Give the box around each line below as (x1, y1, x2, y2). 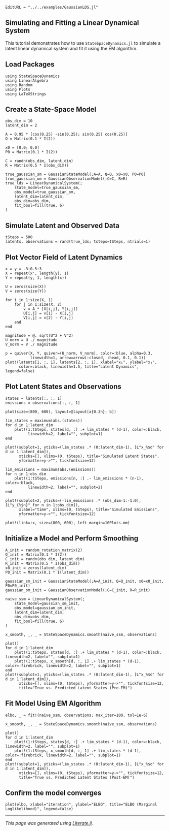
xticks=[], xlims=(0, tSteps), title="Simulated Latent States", (18, 454, 159, 459)
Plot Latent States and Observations (5, 382, 121, 391)
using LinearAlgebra (5, 78, 49, 83)
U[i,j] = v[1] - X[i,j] (23, 311, 73, 316)
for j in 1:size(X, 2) (14, 302, 62, 307)
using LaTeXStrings (5, 91, 47, 97)
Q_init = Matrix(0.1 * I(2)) (5, 552, 67, 557)
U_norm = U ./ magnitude (5, 338, 58, 343)
